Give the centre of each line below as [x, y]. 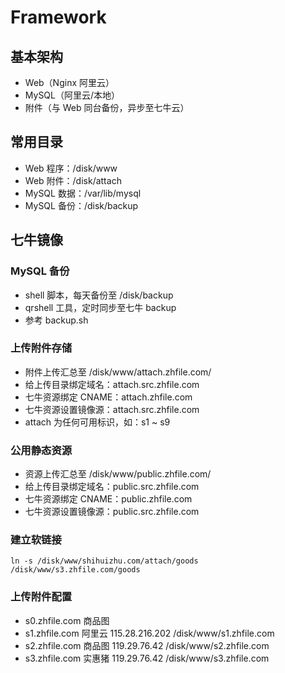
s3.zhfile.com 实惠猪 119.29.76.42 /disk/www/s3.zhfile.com [147, 658]
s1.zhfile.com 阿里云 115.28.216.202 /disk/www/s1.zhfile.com [149, 633]
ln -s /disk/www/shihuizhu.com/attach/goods [104, 561]
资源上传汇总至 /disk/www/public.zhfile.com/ [118, 474]
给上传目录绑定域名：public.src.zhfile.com [112, 487]
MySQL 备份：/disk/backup [81, 205]
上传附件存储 [41, 348]
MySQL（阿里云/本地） [72, 95]
